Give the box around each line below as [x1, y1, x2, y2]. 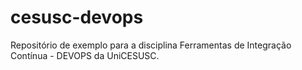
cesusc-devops [10, 6, 144, 29]
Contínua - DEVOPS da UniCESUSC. [10, 49, 160, 61]
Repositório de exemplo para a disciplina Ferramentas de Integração [10, 39, 292, 51]
